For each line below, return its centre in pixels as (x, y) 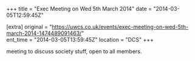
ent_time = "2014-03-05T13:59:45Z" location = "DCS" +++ (80, 40)
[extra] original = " (29, 27)
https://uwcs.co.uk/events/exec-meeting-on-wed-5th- (120, 27)
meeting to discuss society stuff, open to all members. (74, 51)
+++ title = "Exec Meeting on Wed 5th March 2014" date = (79, 9)
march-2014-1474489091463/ (44, 33)
